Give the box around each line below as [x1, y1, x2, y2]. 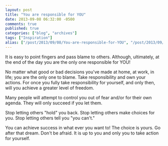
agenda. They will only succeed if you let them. [5, 100, 102, 106]
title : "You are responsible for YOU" [5, 12, 86, 17]
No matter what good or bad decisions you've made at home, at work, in [5, 69, 154, 75]
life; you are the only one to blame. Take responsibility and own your [5, 74, 146, 80]
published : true [5, 26, 39, 31]
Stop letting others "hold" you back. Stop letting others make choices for [5, 109, 155, 115]
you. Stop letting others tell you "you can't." [5, 115, 95, 121]
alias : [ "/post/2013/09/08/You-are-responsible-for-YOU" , [5, 40, 128, 45]
